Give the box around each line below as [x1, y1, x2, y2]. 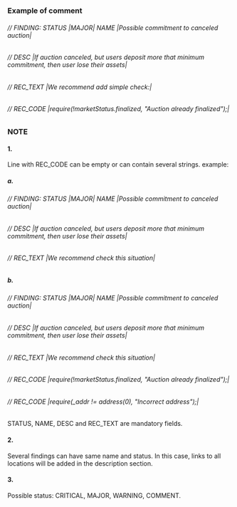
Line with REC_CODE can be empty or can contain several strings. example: [7, 160, 229, 169]
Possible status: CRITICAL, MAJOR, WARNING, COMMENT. [7, 491, 181, 500]
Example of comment [7, 6, 83, 16]
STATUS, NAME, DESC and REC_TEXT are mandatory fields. [7, 419, 183, 428]
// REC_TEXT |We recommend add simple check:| [7, 83, 152, 91]
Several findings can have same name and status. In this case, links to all [7, 451, 221, 460]
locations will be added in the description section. [7, 459, 153, 468]
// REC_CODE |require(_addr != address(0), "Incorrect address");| [7, 397, 199, 406]
